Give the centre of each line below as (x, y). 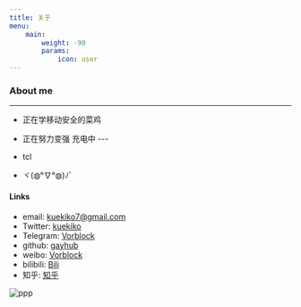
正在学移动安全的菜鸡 (61, 120)
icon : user (77, 59)
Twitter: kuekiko (52, 226)
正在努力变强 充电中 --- (65, 139)
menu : (19, 26)
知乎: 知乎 (40, 275)
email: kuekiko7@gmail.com (74, 216)
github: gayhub (50, 245)
